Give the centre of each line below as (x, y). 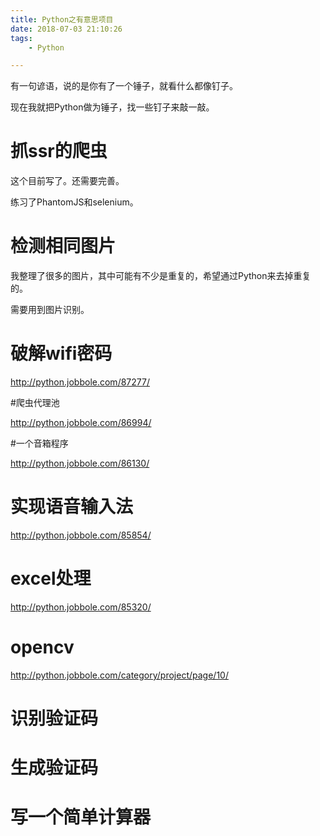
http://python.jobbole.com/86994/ (81, 423)
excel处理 (51, 578)
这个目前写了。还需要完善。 (67, 181)
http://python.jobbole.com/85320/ (81, 607)
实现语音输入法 (72, 507)
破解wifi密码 (61, 353)
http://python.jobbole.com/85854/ (81, 535)
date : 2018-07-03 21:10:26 (66, 29)
